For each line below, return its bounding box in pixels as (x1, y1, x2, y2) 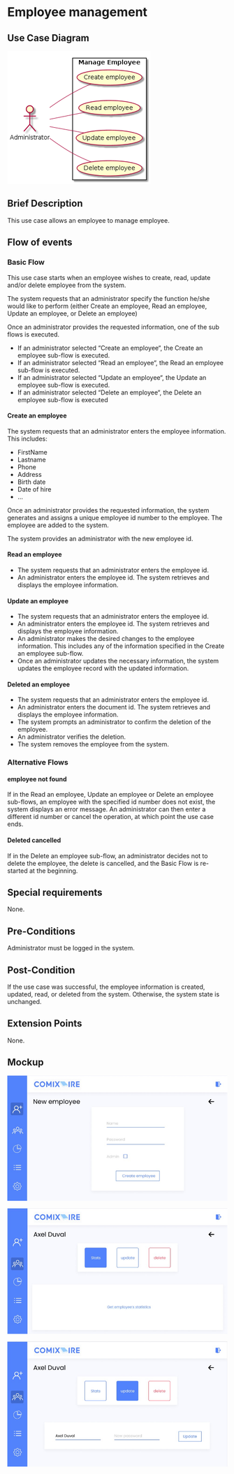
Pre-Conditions (7, 925, 75, 937)
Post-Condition (7, 964, 75, 976)
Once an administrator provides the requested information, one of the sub (7, 323, 220, 331)
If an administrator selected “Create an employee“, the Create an (17, 344, 203, 352)
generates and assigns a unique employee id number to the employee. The (7, 513, 223, 522)
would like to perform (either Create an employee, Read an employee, (7, 302, 207, 310)
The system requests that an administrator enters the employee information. (7, 427, 226, 435)
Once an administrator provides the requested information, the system (7, 506, 210, 514)
